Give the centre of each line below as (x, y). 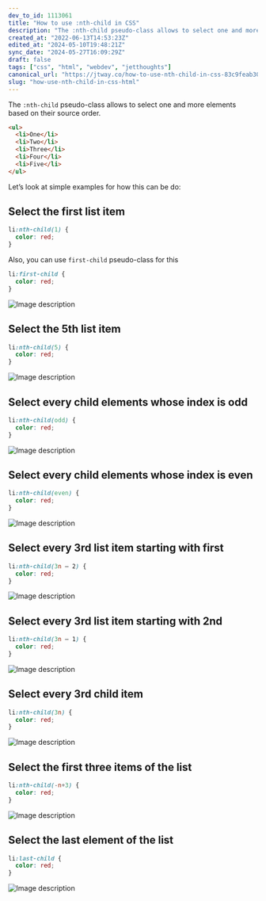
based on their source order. (55, 113)
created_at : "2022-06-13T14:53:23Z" (68, 38)
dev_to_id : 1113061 (40, 15)
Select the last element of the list (91, 840)
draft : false (30, 60)
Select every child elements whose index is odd (128, 402)
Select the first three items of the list (100, 767)
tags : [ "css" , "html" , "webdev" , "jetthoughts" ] (90, 67)
